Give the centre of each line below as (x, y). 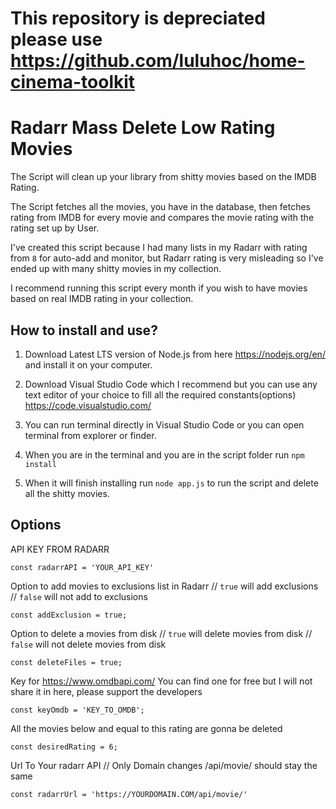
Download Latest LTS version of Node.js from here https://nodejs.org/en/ (175, 354)
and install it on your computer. (88, 364)
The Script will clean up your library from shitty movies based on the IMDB (163, 177)
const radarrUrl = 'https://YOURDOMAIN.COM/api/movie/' (129, 794)
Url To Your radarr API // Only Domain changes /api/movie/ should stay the (164, 765)
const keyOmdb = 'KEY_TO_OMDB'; (77, 710)
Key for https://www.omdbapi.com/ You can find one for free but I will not (161, 681)
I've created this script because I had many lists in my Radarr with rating (159, 248)
